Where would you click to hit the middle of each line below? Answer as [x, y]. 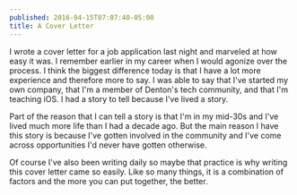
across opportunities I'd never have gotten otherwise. [109, 145]
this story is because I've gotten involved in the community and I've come [145, 135]
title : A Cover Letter [52, 26]
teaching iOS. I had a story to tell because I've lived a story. [119, 98]
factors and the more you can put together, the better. [109, 181]
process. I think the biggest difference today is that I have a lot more [135, 70]
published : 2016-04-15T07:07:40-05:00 [82, 17]
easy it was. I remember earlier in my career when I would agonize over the [148, 61]
